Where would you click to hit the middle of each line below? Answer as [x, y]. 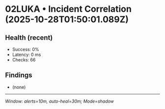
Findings [19, 75]
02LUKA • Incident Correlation [68, 9]
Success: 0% [26, 49]
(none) [19, 87]
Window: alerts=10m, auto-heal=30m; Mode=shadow [60, 101]
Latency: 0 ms [27, 54]
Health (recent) [29, 38]
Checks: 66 [24, 60]
